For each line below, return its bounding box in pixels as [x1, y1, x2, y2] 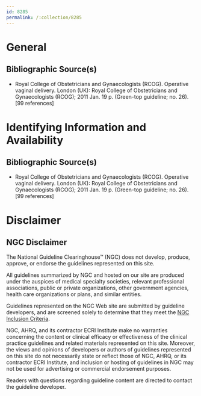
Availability [6, 133, 64, 147]
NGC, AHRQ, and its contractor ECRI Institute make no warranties [6, 326, 168, 334]
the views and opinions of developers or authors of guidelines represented [6, 345, 191, 353]
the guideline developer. [6, 383, 66, 390]
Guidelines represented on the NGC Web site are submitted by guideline [6, 302, 185, 309]
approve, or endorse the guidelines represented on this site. [6, 259, 155, 267]
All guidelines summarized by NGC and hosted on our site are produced [6, 271, 185, 279]
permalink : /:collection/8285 [6, 14, 82, 20]
